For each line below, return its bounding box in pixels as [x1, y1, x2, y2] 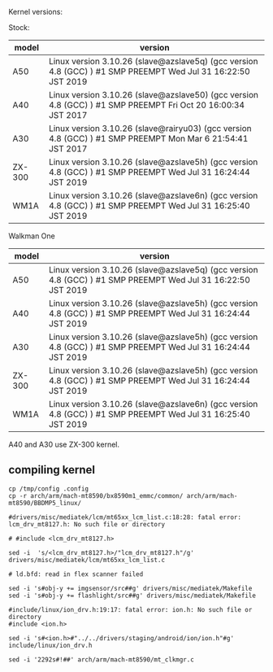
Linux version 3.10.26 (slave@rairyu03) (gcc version [48, 123, 252, 133]
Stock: [8, 23, 30, 32]
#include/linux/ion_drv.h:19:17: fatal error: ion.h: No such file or [8, 605, 253, 613]
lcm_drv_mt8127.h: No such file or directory [8, 520, 165, 528]
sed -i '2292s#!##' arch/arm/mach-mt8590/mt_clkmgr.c [8, 655, 195, 664]
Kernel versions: [8, 7, 63, 16]
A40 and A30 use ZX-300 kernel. [8, 439, 120, 449]
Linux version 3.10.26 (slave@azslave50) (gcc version [48, 89, 258, 100]
